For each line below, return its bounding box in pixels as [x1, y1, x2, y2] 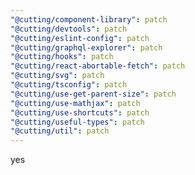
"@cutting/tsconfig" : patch [10, 80, 128, 90]
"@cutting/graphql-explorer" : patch [10, 42, 163, 53]
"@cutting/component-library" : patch [10, 14, 168, 25]
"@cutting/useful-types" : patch [10, 117, 145, 127]
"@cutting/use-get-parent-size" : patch [10, 89, 177, 99]
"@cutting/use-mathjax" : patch [10, 98, 141, 108]
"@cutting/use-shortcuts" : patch [10, 107, 150, 118]
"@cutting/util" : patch [10, 126, 110, 136]
